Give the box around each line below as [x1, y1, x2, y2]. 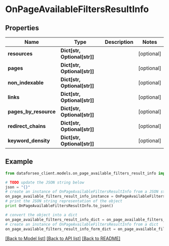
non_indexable [8, 79, 44, 86]
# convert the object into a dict [5, 212, 78, 217]
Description [105, 39, 134, 45]
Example [5, 157, 33, 166]
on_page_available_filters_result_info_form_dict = [5, 226, 116, 231]
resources [8, 50, 33, 57]
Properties [5, 24, 39, 32]
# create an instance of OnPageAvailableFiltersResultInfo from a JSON [5, 189, 158, 195]
